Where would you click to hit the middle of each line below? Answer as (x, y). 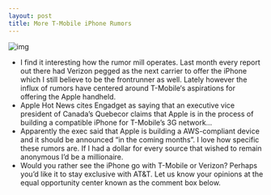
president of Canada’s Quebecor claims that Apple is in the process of (137, 113)
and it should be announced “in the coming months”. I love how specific (140, 139)
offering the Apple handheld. (68, 96)
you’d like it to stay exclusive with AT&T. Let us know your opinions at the (142, 174)
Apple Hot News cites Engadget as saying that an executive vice (127, 105)
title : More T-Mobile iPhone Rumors (70, 23)
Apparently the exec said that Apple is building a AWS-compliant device (140, 131)
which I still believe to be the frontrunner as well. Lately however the (133, 79)
